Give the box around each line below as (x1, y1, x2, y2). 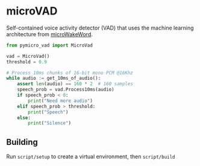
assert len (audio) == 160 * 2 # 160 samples (17, 81, 134, 87)
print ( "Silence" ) (28, 120, 71, 126)
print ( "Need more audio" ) (28, 98, 93, 104)
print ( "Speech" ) (28, 109, 69, 115)
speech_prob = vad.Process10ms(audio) (17, 86, 114, 93)
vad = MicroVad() (6, 53, 50, 59)
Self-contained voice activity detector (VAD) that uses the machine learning (6, 24, 194, 31)
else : (17, 115, 31, 121)
